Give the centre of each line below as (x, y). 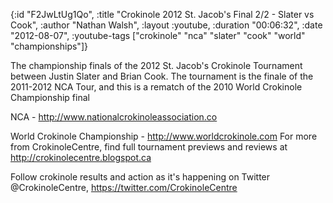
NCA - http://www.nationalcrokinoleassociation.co (114, 117)
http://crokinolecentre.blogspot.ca (81, 157)
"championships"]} (49, 46)
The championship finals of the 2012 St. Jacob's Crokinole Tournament (156, 65)
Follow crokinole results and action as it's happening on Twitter (140, 177)
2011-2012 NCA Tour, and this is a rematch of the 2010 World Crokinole (156, 87)
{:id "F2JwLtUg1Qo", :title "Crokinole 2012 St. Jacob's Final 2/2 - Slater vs (162, 14)
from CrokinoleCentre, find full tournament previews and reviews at (149, 147)
